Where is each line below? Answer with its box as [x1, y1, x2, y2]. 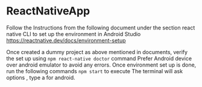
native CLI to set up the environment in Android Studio [6, 30, 141, 37]
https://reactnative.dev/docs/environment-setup [6, 37, 126, 44]
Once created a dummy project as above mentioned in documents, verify [6, 48, 188, 55]
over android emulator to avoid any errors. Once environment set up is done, [6, 61, 197, 68]
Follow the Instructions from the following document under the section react [6, 24, 195, 31]
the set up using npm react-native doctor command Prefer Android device [6, 55, 192, 62]
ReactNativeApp [6, 4, 90, 18]
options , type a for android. [6, 74, 75, 81]
